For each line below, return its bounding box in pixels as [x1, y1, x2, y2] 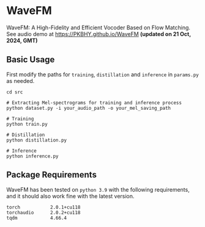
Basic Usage [6, 54, 55, 65]
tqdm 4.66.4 [6, 215, 67, 221]
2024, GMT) [6, 37, 38, 44]
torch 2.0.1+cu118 [6, 204, 81, 211]
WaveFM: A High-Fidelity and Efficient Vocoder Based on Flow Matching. [6, 24, 191, 31]
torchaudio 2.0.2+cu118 [6, 209, 81, 215]
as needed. [6, 77, 35, 84]
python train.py [6, 121, 48, 127]
